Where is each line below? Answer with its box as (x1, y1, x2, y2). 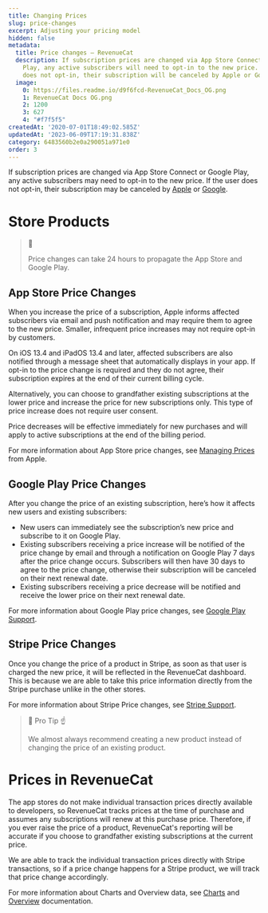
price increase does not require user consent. (8, 406, 159, 416)
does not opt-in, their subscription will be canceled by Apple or (22, 71, 251, 79)
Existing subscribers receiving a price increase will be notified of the (19, 539, 246, 548)
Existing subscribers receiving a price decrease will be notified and (19, 581, 241, 592)
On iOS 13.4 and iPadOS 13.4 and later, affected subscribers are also (8, 349, 234, 358)
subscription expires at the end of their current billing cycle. (8, 373, 205, 384)
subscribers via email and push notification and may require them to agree (8, 316, 253, 325)
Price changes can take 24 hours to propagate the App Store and (27, 254, 242, 264)
